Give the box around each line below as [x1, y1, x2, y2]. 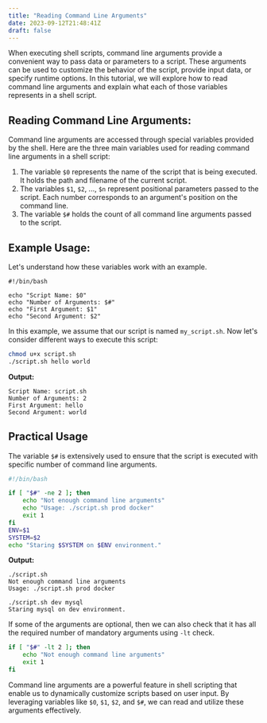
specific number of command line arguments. [8, 459, 157, 469]
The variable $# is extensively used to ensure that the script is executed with [8, 451, 258, 460]
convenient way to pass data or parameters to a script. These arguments [8, 57, 246, 66]
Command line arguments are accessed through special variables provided [8, 135, 254, 144]
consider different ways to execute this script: [8, 335, 159, 344]
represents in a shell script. [8, 91, 97, 100]
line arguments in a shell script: [8, 152, 110, 162]
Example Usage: [8, 240, 91, 255]
